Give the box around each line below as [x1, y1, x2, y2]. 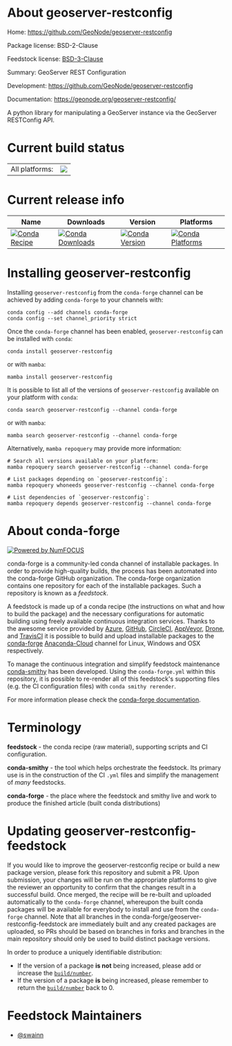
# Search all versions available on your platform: [7, 457, 159, 464]
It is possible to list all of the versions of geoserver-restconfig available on [7, 385, 220, 394]
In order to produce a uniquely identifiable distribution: [7, 948, 162, 956]
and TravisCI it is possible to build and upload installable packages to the [7, 631, 215, 640]
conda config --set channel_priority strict [7, 315, 137, 322]
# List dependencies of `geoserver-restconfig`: [7, 494, 150, 500]
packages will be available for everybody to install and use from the [7, 905, 200, 913]
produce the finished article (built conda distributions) [7, 799, 161, 807]
